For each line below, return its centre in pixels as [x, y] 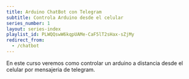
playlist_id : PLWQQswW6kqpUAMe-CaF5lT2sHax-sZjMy [70, 35]
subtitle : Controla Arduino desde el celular [65, 18]
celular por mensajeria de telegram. [51, 69]
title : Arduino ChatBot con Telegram [54, 12]
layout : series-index [34, 29]
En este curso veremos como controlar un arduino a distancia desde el [95, 63]
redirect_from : [26, 40]
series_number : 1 [28, 23]
